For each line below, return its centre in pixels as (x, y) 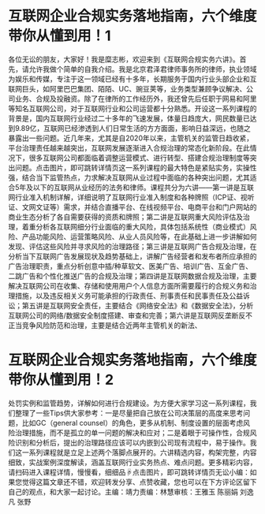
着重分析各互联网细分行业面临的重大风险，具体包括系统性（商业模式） (136, 226)
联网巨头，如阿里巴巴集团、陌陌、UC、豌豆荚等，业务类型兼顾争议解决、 (127, 88)
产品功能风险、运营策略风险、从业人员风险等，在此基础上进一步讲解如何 (139, 237)
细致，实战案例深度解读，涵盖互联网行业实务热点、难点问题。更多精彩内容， (132, 462)
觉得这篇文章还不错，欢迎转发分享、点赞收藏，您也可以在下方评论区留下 (139, 482)
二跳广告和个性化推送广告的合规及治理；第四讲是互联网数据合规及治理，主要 (132, 276)
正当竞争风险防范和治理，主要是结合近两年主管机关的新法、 (105, 325)
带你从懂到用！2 (61, 380)
